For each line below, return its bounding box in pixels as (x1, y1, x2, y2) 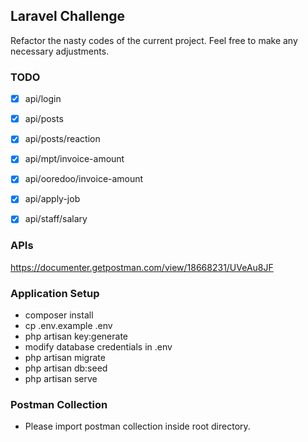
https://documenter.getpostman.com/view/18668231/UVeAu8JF (10, 261, 274, 273)
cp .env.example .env (24, 320, 113, 332)
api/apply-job (24, 193, 81, 205)
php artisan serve (24, 373, 98, 385)
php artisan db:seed (24, 362, 108, 374)
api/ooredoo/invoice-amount (24, 173, 144, 185)
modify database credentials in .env (24, 341, 173, 353)
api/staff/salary (24, 213, 88, 225)
